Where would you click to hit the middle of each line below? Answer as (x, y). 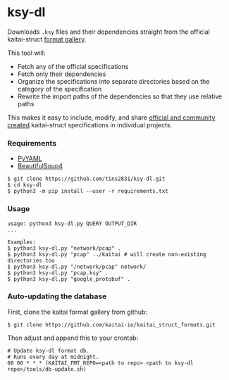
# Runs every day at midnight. (53, 357)
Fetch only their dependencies (62, 74)
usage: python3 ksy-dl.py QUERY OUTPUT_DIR (72, 223)
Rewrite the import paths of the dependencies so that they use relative (120, 96)
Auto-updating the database (57, 296)
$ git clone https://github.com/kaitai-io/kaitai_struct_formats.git (112, 324)
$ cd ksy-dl (25, 185)
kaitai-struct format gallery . (47, 39)
